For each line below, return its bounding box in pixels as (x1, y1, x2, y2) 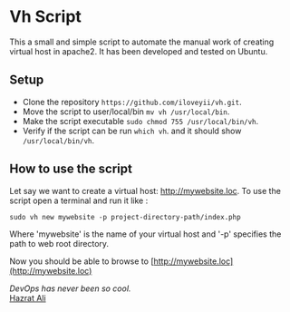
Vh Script (9, 6, 82, 27)
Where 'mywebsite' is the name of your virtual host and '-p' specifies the (9, 229, 282, 239)
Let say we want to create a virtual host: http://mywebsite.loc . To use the (9, 185, 281, 196)
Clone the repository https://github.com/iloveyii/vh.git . (22, 96, 242, 107)
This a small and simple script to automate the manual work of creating (9, 36, 275, 47)
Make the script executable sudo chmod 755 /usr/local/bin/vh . (22, 115, 259, 126)
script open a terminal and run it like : (9, 195, 149, 206)
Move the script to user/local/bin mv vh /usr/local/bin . (22, 106, 230, 117)
